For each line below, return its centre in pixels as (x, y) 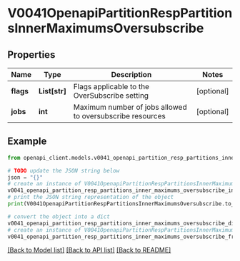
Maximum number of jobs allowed (130, 107)
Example (27, 142)
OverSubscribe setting (111, 96)
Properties (31, 55)
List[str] (52, 91)
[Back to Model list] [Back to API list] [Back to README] (89, 250)
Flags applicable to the (111, 87)
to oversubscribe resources (119, 116)
